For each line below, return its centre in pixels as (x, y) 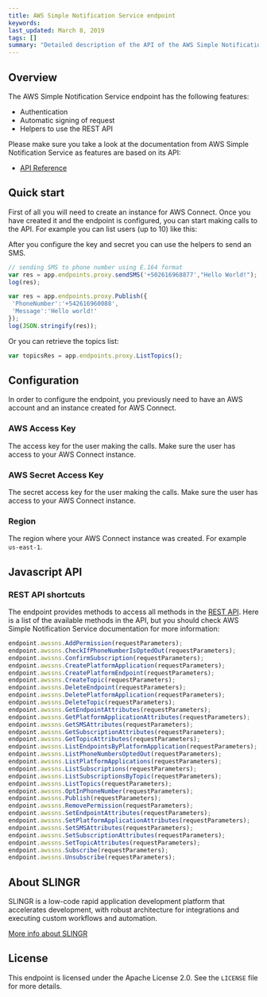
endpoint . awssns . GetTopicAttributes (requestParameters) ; (104, 740)
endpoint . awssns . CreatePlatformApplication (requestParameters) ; (117, 665)
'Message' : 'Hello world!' (54, 311)
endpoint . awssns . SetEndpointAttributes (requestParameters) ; (110, 813)
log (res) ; (25, 282)
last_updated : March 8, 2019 (56, 30)
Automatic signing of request (67, 120)
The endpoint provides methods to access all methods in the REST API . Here (133, 612)
